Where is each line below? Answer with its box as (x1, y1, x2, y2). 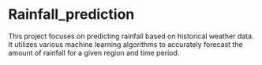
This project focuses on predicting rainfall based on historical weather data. (8, 31, 254, 41)
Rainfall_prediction (8, 5, 135, 23)
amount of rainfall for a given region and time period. (8, 48, 180, 57)
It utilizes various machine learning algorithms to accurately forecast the (8, 39, 243, 49)
